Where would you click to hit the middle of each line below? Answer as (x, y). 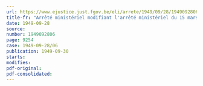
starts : (16, 57)
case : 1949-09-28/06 (32, 46)
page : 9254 (20, 40)
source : (16, 29)
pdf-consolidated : (29, 74)
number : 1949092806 (31, 35)
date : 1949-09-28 (28, 23)
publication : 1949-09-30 (37, 51)
